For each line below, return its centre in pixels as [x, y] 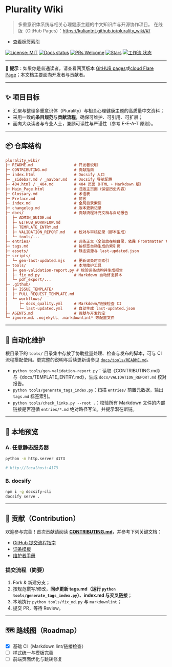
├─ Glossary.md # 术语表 [48, 194]
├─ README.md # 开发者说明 [52, 165]
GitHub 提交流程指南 [34, 543]
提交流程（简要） [26, 570]
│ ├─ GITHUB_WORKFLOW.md [33, 222]
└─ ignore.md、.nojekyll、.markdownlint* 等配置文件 [60, 318]
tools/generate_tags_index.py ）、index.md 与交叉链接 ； [72, 595]
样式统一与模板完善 [33, 653]
